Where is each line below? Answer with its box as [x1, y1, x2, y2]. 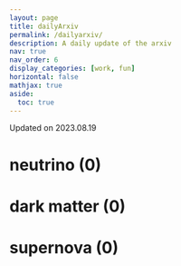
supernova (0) [9, 237, 119, 258]
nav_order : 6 [9, 55, 59, 64]
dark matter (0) [9, 196, 127, 216]
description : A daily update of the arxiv [9, 38, 172, 48]
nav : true [9, 47, 47, 56]
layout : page [9, 13, 59, 23]
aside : [9, 89, 34, 98]
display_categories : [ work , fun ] [9, 64, 136, 74]
